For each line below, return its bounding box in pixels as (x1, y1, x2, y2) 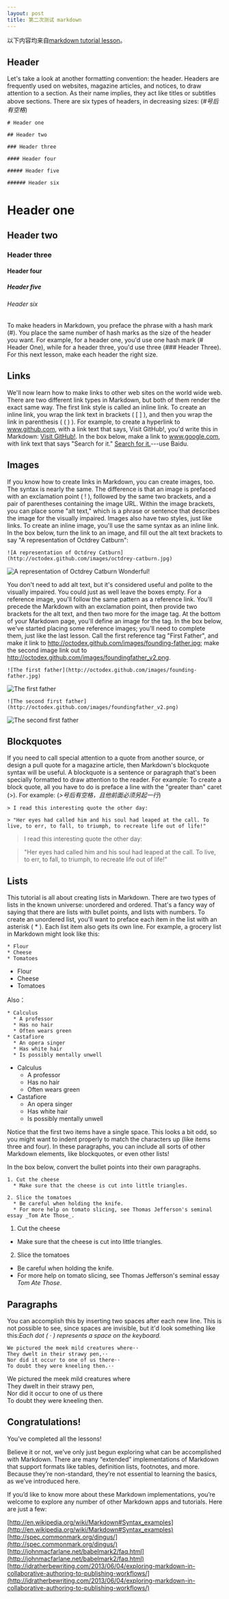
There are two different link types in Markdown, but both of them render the (7, 396, 221, 404)
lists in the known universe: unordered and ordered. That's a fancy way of (7, 901, 215, 909)
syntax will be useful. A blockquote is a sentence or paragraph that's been (7, 769, 217, 777)
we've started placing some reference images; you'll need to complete (7, 624, 206, 632)
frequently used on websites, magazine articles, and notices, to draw (7, 82, 202, 90)
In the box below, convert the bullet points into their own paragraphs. (7, 1163, 202, 1171)
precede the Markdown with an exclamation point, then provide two (7, 602, 198, 610)
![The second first (7, 697, 63, 705)
